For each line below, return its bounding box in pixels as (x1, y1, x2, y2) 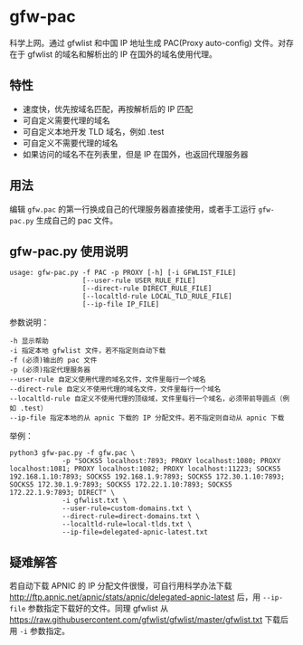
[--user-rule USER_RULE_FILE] (81, 276, 196, 286)
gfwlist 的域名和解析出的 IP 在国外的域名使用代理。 (26, 48, 217, 60)
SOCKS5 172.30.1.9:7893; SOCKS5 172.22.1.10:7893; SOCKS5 (9, 480, 232, 489)
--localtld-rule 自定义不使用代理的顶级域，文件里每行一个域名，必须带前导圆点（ (9, 394, 283, 403)
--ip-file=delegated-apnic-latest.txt (62, 527, 208, 537)
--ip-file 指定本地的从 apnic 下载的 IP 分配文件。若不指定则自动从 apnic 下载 (9, 413, 285, 422)
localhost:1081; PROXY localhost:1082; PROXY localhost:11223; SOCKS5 (9, 464, 281, 474)
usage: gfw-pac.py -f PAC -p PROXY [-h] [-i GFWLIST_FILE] (9, 269, 237, 278)
